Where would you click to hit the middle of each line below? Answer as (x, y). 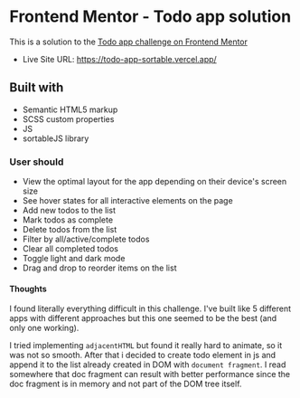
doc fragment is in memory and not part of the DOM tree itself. (126, 384)
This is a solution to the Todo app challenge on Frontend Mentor (129, 42)
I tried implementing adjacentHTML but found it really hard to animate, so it (146, 346)
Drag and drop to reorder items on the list (99, 268)
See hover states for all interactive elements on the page (127, 201)
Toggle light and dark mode (74, 259)
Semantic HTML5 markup (70, 109)
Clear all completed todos (70, 249)
